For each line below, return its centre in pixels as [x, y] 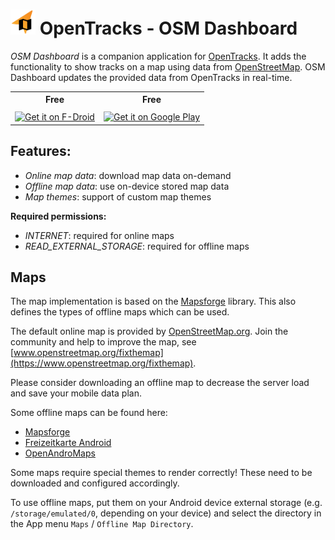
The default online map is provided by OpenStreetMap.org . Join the [149, 331]
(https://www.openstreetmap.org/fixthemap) [102, 363]
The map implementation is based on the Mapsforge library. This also [153, 301]
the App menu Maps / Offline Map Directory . [102, 524]
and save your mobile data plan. [76, 393]
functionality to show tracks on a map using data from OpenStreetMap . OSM [168, 66]
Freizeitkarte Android [68, 443]
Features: [41, 151]
